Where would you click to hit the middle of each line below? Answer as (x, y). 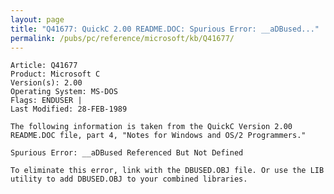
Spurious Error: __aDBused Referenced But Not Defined (127, 153)
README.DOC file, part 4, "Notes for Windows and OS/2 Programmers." (158, 136)
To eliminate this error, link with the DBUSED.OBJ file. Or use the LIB (167, 171)
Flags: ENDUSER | (46, 101)
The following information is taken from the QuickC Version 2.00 (151, 127)
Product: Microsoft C (55, 74)
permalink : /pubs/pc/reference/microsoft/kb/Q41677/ (122, 38)
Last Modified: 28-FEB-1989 (69, 109)
